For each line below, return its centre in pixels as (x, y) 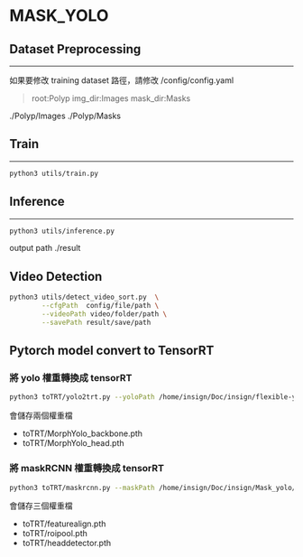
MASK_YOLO (59, 16)
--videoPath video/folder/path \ (105, 314)
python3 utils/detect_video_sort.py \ (84, 297)
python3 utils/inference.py (62, 231)
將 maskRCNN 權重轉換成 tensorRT (87, 469)
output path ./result (45, 248)
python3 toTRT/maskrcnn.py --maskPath (82, 487)
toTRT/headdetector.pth (67, 543)
